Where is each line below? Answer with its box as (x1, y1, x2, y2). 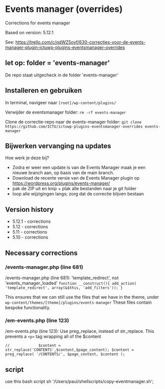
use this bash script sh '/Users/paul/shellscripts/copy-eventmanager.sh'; (5, 378, 154, 384)
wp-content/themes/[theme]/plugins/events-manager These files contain (5, 299, 152, 305)
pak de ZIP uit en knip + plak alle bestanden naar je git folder (12, 186, 137, 192)
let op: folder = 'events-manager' (5, 59, 110, 67)
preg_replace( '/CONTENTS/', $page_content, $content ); (5, 352, 125, 357)
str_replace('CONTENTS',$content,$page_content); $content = (5, 347, 134, 353)
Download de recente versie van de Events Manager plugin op (12, 175, 140, 181)
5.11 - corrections (12, 229, 48, 235)
